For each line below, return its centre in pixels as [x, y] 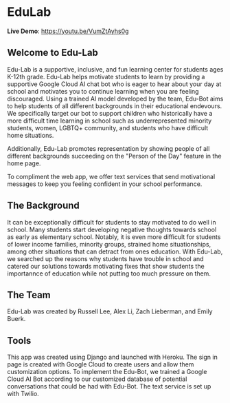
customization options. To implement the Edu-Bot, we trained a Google [107, 372]
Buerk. [16, 319]
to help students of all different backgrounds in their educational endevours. [115, 106]
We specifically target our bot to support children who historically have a [110, 113]
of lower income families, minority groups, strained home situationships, [109, 244]
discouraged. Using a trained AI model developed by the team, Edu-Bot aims [115, 99]
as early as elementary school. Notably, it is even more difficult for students [114, 237]
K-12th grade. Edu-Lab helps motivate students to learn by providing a [106, 76]
